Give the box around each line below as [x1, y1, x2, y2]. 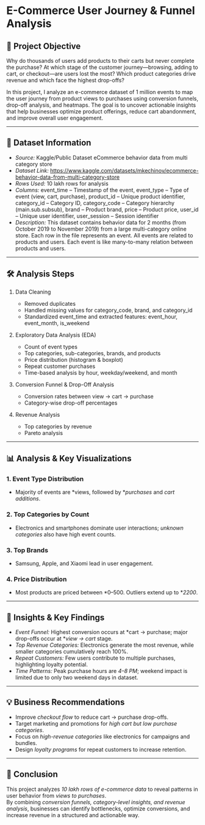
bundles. [15, 739, 38, 746]
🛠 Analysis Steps [6, 269, 75, 279]
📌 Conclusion [6, 769, 58, 780]
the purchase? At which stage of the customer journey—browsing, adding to [6, 63, 198, 71]
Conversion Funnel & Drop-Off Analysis [15, 381, 115, 388]
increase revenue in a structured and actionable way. [6, 811, 140, 818]
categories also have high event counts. [15, 530, 116, 538]
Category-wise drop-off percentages [24, 399, 118, 406]
